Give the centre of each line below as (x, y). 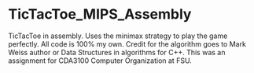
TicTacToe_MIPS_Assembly (100, 14)
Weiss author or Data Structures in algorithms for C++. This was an (117, 52)
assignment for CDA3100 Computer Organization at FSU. (100, 61)
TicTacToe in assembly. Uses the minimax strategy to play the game (118, 36)
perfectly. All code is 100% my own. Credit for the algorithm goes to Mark (127, 43)
